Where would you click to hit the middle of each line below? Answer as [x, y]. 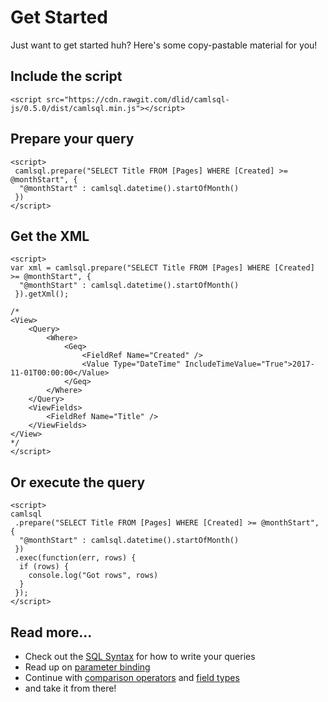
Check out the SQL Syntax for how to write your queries [140, 656]
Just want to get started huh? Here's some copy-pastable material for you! [164, 45]
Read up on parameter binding [87, 667]
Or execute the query [78, 482]
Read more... [51, 632]
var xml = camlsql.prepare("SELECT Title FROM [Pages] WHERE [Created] [162, 268]
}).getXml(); [42, 294]
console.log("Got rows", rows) [93, 576]
